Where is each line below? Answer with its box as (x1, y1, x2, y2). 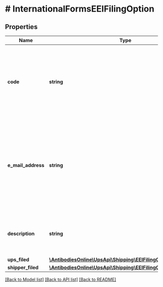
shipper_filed (7, 264, 39, 271)
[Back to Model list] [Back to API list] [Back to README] (5, 277, 116, 282)
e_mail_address (7, 162, 45, 168)
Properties (5, 23, 38, 31)
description (7, 230, 35, 237)
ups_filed (7, 257, 30, 263)
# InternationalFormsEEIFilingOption (5, 3, 154, 15)
